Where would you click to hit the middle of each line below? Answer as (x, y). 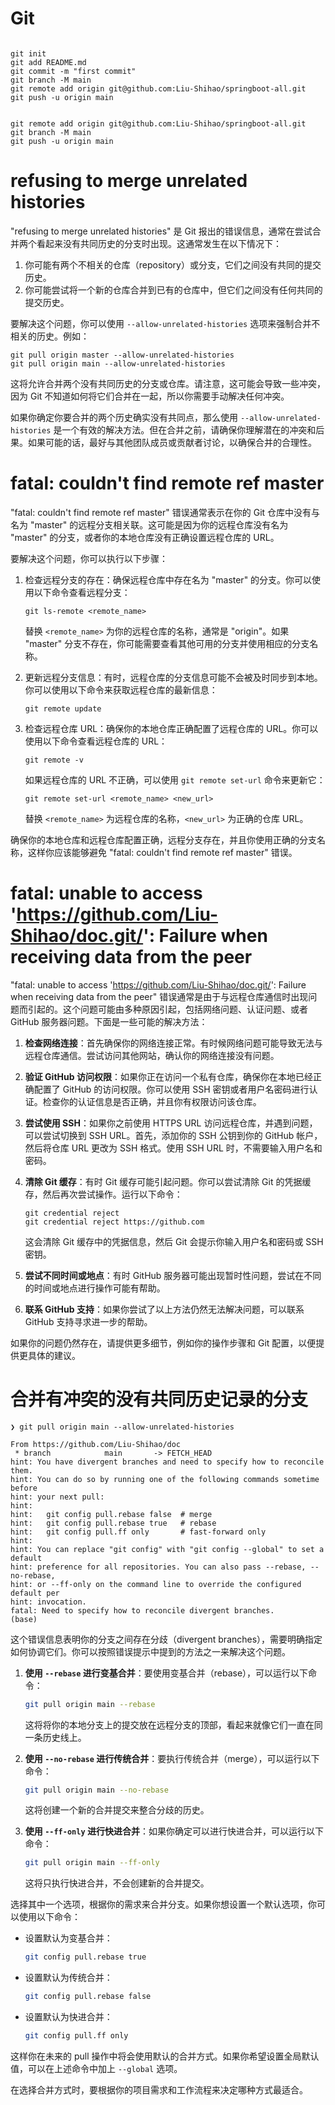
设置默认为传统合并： (68, 1978)
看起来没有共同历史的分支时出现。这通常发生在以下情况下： (159, 243)
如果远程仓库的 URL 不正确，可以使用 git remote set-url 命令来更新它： (175, 779)
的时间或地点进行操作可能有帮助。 (95, 1288)
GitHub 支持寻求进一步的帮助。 (88, 1321)
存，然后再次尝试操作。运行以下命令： (103, 1194)
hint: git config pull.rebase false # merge (111, 1514)
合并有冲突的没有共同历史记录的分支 (159, 1399)
